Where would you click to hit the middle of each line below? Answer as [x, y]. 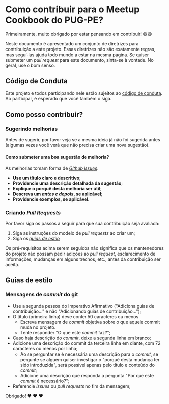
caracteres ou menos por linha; [45, 348]
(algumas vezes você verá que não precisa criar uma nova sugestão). [77, 145]
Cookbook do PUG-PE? [54, 20]
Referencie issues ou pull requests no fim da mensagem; [71, 386]
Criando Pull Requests [33, 212]
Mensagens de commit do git [42, 295]
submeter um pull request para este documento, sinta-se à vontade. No [79, 60]
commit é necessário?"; [45, 381]
